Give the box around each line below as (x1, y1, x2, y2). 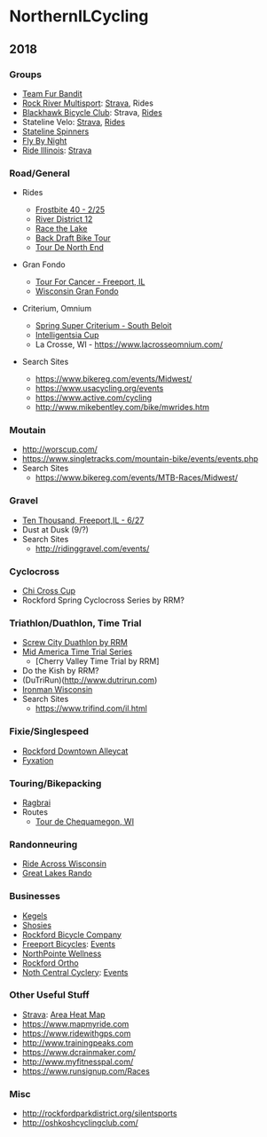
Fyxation (21, 754, 54, 765)
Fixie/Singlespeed (9, 725, 90, 738)
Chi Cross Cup (21, 586, 76, 596)
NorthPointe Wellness (21, 948, 102, 959)
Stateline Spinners (21, 126, 90, 137)
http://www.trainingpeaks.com (21, 1037, 134, 1048)
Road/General (9, 167, 71, 179)
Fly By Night (21, 135, 67, 146)
